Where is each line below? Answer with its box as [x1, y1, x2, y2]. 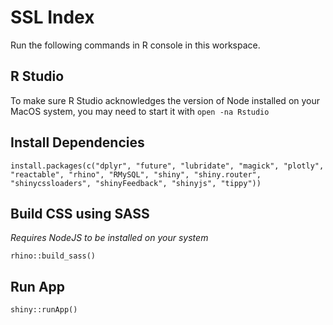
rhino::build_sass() [10, 251, 97, 261]
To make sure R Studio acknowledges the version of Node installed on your [10, 94, 321, 106]
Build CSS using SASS [10, 205, 150, 222]
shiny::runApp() [10, 305, 78, 315]
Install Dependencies [10, 134, 145, 151]
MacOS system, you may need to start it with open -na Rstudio [10, 105, 270, 117]
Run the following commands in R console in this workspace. [10, 39, 261, 51]
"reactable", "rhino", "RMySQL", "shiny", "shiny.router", [10, 169, 262, 180]
